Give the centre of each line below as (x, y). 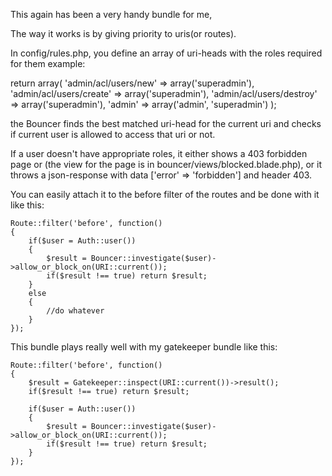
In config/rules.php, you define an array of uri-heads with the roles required (166, 53)
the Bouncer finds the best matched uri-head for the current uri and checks (166, 123)
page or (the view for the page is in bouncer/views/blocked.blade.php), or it (166, 164)
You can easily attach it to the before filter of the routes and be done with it (165, 194)
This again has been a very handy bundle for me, (111, 14)
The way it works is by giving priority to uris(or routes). (123, 33)
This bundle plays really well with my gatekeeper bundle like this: (144, 347)
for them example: (48, 63)
